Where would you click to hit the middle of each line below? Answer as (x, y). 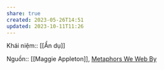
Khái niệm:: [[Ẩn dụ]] (36, 46)
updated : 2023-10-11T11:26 (45, 26)
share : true (23, 13)
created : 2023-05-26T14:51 (45, 20)
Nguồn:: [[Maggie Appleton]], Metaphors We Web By (82, 59)
